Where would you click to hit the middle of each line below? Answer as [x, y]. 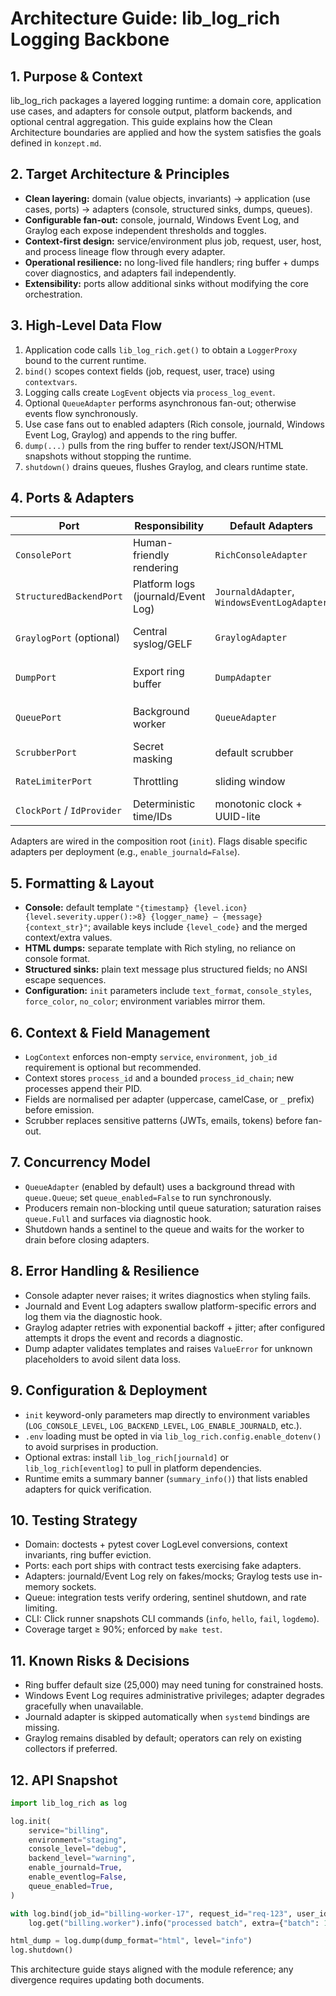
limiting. [41, 1608]
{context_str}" [56, 928]
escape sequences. [65, 980]
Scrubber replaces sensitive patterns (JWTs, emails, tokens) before [163, 1121]
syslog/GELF [162, 644]
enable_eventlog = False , [78, 1877]
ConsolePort [44, 555]
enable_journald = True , [75, 1868]
